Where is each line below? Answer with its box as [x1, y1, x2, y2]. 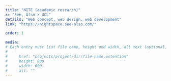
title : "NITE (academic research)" [5, 7, 81, 13]
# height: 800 [5, 59, 44, 64]
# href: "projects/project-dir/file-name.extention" [5, 54, 129, 59]
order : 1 [5, 31, 24, 36]
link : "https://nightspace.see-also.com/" [5, 21, 97, 27]
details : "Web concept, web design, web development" [5, 17, 122, 22]
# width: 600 [5, 63, 42, 68]
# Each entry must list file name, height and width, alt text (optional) [5, 45, 167, 50]
